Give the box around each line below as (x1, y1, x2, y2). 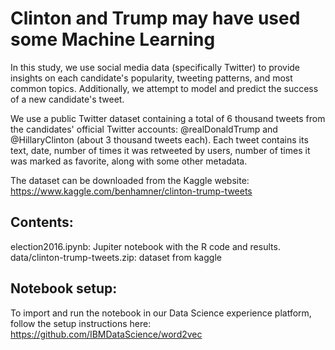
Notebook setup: (10, 280, 118, 297)
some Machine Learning (10, 28, 216, 51)
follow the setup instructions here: (10, 317, 152, 329)
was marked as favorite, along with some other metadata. (10, 155, 248, 167)
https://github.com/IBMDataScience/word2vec (10, 328, 203, 340)
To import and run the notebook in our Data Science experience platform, (10, 307, 312, 319)
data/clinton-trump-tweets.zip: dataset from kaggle (10, 251, 222, 263)
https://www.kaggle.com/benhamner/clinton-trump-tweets (10, 185, 253, 197)
